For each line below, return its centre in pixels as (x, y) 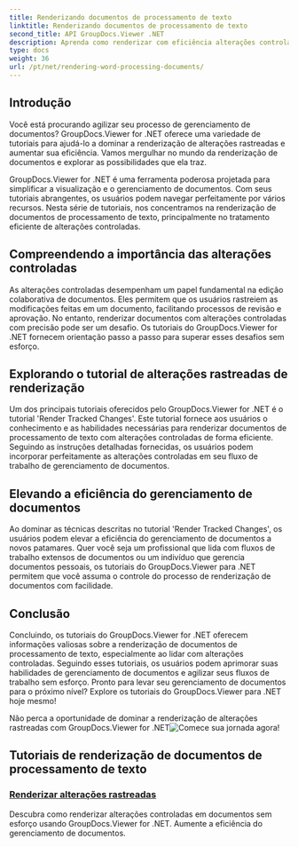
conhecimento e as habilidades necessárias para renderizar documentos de (148, 428)
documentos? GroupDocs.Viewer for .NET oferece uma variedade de (135, 133)
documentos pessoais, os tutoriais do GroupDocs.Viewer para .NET (133, 567)
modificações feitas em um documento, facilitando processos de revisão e (145, 308)
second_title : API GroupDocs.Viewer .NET (87, 34)
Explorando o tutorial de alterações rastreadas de (149, 374)
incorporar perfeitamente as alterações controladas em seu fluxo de (134, 456)
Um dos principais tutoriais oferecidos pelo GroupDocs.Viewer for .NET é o (146, 409)
